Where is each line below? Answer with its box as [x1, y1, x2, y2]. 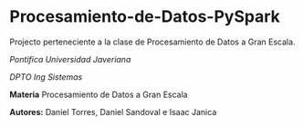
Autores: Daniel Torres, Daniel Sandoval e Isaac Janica [9, 106, 217, 117]
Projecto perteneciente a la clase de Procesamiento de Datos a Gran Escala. [9, 36, 296, 47]
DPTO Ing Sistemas [9, 71, 83, 82]
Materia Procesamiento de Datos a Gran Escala [9, 89, 189, 100]
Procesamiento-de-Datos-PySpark [9, 6, 281, 27]
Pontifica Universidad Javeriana [9, 53, 131, 64]
